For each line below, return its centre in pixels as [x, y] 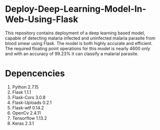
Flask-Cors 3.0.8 [29, 97]
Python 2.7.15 [25, 87]
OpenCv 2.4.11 [26, 113]
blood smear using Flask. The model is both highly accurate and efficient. [79, 43]
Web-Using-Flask [42, 19]
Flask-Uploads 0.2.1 [32, 102]
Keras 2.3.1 [23, 123]
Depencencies [35, 74]
